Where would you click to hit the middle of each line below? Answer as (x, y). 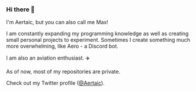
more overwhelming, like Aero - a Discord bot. (62, 46)
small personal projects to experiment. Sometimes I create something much (98, 40)
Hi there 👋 (21, 9)
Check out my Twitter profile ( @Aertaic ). (55, 83)
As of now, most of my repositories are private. (63, 72)
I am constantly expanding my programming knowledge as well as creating (97, 34)
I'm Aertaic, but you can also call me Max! (57, 22)
